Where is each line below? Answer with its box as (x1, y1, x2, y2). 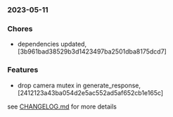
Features (7, 65, 39, 75)
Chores (7, 23, 33, 33)
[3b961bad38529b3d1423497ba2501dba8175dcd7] (17, 47, 167, 56)
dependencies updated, (17, 40, 86, 49)
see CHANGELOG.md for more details (7, 102, 117, 111)
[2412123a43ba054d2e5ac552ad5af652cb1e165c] (17, 88, 164, 97)
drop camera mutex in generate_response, (17, 81, 141, 90)
